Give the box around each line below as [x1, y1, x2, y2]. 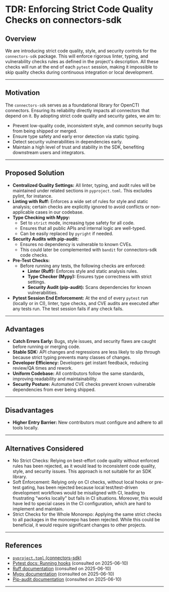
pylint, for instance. [12, 193, 53, 199]
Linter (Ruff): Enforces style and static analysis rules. [27, 268, 138, 274]
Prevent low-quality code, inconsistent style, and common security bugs [12, 122, 163, 128]
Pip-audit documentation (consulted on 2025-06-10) [12, 576, 122, 582]
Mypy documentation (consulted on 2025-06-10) [12, 571, 115, 577]
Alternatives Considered [5, 444, 84, 453]
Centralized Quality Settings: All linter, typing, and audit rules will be [12, 182, 156, 188]
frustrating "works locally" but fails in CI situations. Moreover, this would [12, 495, 162, 501]
